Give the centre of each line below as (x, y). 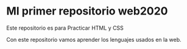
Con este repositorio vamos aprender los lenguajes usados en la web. (94, 39)
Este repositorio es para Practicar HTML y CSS (65, 28)
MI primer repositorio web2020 (87, 11)
